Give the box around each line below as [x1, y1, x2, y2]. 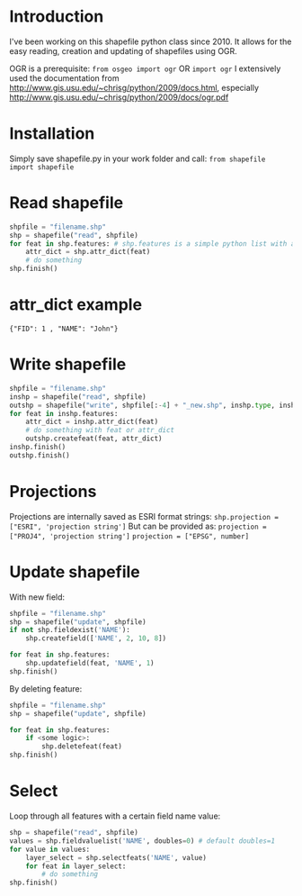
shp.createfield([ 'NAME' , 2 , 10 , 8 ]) [25, 634, 167, 643]
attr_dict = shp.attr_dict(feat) [25, 248, 151, 257]
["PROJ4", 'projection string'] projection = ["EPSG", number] [9, 531, 250, 541]
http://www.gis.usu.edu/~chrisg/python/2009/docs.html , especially [9, 82, 259, 93]
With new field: [9, 592, 66, 602]
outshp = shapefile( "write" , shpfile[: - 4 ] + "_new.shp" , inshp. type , [9, 401, 276, 410]
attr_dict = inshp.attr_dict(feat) [25, 417, 159, 427]
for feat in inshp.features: [9, 409, 119, 418]
